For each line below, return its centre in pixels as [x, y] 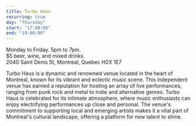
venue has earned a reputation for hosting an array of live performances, [94, 86]
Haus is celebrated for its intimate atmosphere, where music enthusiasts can [98, 98]
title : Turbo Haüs [28, 11]
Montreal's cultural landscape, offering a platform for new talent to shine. [94, 117]
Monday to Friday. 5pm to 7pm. [44, 50]
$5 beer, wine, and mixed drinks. [45, 56]
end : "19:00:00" [26, 33]
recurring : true [26, 17]
